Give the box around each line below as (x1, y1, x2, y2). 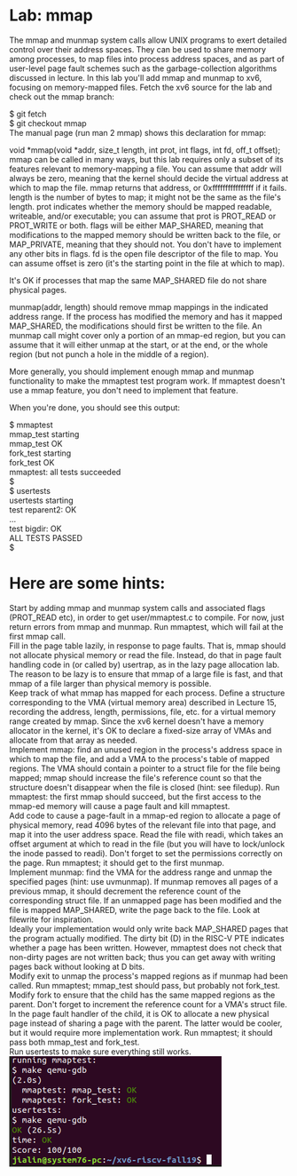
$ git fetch (9, 108, 47, 119)
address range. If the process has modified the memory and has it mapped (9, 311, 283, 322)
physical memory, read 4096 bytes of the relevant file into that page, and (9, 819, 277, 830)
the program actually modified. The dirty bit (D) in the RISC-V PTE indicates (9, 933, 285, 943)
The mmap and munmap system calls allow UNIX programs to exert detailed (9, 35, 287, 45)
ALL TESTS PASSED (9, 532, 82, 543)
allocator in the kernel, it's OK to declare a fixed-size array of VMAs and (9, 725, 272, 735)
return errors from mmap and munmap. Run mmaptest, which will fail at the (9, 621, 284, 632)
